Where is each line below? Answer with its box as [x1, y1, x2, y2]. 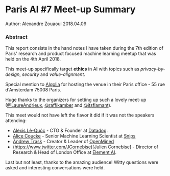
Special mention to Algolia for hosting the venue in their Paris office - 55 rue [5, 81, 165, 88]
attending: [5, 118, 27, 124]
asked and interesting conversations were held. [5, 165, 105, 171]
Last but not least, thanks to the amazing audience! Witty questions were [5, 159, 159, 165]
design [5, 71, 20, 77]
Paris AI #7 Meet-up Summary [5, 4, 136, 15]
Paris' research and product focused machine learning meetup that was [5, 50, 157, 57]
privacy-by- [140, 66, 165, 72]
